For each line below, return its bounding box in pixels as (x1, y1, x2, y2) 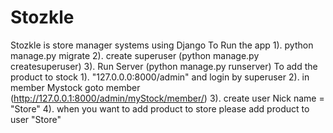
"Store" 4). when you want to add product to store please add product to (10, 102, 310, 115)
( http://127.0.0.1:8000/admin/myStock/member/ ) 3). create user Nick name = (10, 92, 325, 104)
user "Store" (10, 113, 62, 125)
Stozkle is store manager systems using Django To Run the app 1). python (10, 39, 314, 51)
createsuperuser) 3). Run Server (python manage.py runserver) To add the (10, 60, 318, 72)
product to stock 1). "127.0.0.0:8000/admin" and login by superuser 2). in (10, 71, 310, 83)
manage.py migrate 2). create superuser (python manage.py (10, 49, 260, 61)
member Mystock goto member (10, 81, 141, 93)
